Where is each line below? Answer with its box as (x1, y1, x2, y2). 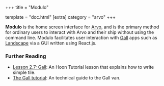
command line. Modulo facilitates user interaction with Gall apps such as (5, 35, 157, 40)
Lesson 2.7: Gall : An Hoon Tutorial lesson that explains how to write (12, 64, 154, 70)
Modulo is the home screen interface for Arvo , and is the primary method (5, 24, 159, 30)
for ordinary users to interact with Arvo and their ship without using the (5, 29, 154, 35)
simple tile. (12, 69, 36, 75)
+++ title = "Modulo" (5, 5, 49, 10)
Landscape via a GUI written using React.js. (5, 40, 97, 46)
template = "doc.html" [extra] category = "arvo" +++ (5, 14, 116, 20)
